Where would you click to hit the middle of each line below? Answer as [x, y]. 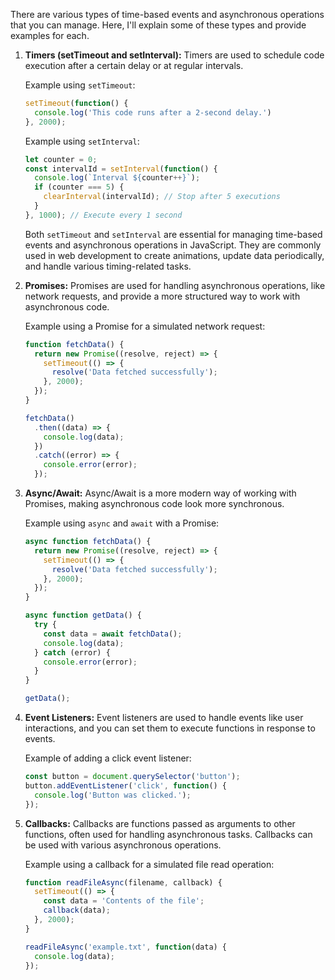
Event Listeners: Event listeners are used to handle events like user [164, 717]
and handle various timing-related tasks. [108, 266]
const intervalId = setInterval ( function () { [121, 169]
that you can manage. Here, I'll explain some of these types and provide [158, 25]
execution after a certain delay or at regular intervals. [134, 65]
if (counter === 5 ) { [79, 187]
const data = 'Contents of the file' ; [124, 901]
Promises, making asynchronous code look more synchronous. [154, 503]
